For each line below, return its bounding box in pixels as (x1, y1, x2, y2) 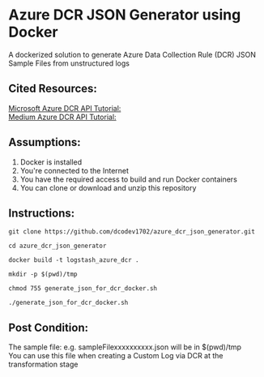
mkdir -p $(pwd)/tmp (8, 270, 79, 279)
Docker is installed (19, 156, 83, 167)
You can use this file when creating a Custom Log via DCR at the (8, 351, 224, 361)
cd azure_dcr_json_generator (8, 242, 107, 251)
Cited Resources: (8, 82, 97, 96)
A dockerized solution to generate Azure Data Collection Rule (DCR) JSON (8, 49, 257, 59)
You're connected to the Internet (19, 165, 130, 175)
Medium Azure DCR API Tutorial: (8, 112, 117, 122)
